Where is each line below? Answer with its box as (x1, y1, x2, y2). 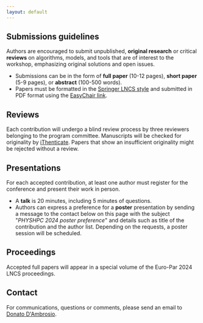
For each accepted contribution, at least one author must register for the (6, 179, 188, 186)
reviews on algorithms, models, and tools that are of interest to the (6, 54, 174, 62)
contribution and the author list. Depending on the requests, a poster (15, 223, 188, 230)
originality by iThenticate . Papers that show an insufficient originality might (6, 138, 194, 146)
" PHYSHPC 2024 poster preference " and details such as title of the (15, 217, 185, 224)
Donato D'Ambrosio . (6, 310, 57, 318)
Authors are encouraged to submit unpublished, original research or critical (6, 48, 197, 55)
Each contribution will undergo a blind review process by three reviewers (6, 126, 190, 133)
